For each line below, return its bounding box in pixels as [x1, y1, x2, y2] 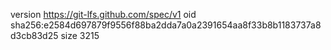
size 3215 [60, 30, 100, 41]
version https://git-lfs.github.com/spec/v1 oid [10, 9, 197, 20]
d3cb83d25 [10, 30, 59, 41]
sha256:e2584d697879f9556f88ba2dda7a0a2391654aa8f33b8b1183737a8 [10, 19, 322, 31]
